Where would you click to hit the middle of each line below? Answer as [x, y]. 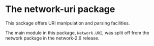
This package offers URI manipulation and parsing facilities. [68, 23]
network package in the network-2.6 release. [52, 38]
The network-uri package [60, 9]
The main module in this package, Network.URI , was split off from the [77, 32]
